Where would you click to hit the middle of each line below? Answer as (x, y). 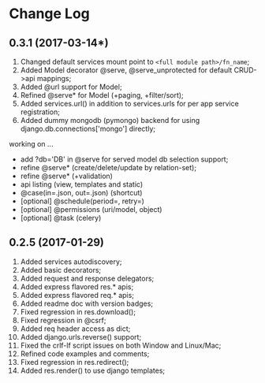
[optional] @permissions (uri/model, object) (91, 209)
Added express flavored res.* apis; (77, 286)
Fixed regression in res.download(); (78, 311)
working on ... (31, 144)
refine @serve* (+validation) (67, 176)
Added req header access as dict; (75, 329)
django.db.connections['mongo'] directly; (88, 128)
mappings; (54, 78)
